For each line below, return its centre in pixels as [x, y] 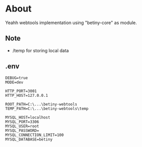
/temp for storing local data [41, 50]
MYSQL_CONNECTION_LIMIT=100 [35, 135]
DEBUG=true [17, 78]
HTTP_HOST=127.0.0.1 [27, 95]
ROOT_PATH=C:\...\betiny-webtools [41, 104]
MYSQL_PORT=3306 [22, 122]
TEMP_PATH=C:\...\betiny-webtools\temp [47, 108]
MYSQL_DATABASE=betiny [29, 139]
